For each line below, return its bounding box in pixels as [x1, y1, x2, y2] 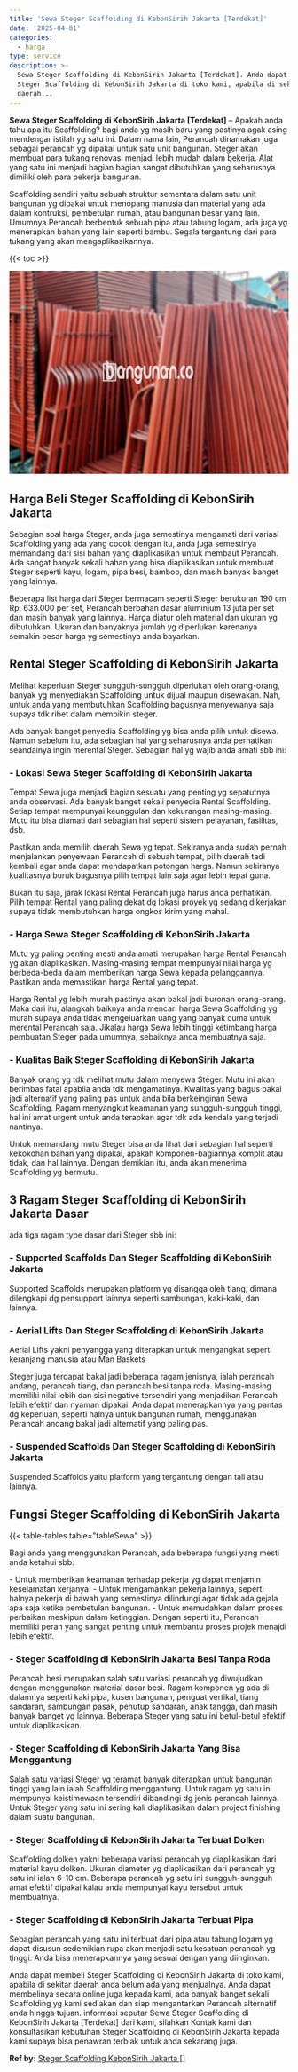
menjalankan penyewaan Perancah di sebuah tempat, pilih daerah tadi [9, 851, 266, 862]
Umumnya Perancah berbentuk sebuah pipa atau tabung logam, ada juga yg [9, 217, 288, 227]
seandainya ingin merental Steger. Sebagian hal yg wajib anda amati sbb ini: [9, 744, 286, 755]
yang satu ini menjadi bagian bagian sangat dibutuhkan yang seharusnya [9, 162, 276, 172]
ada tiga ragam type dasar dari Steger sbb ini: [9, 1230, 176, 1240]
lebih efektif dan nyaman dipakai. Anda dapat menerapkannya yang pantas [9, 1399, 283, 1411]
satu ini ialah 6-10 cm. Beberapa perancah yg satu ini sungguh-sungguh [9, 1873, 273, 1884]
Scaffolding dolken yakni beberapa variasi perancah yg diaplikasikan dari [9, 1854, 277, 1864]
